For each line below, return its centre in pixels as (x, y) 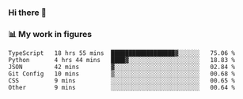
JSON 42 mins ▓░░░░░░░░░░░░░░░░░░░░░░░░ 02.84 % (122, 67)
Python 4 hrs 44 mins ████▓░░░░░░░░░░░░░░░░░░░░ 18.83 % (122, 60)
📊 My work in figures (50, 34)
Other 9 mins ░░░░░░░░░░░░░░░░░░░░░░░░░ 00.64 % (122, 88)
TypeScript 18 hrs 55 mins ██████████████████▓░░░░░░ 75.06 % (122, 53)
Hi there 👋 (28, 13)
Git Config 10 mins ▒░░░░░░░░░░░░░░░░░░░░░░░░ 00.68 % (122, 74)
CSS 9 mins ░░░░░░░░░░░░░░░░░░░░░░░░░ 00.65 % (122, 81)
